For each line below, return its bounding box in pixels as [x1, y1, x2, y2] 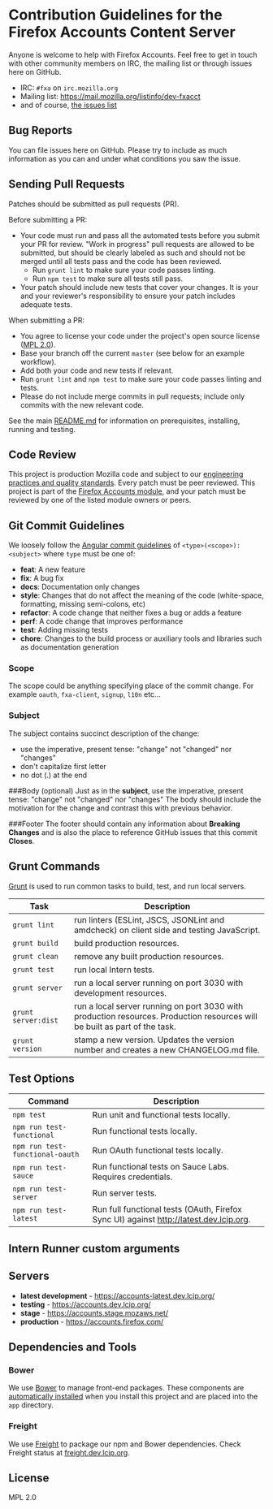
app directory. [8, 1400, 54, 1410]
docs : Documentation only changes [19, 582, 141, 592]
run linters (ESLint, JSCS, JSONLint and [74, 914, 225, 925]
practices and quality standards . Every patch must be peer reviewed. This [8, 478, 256, 488]
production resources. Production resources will [74, 1010, 258, 1022]
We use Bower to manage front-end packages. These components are [8, 1383, 245, 1393]
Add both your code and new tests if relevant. [19, 365, 174, 375]
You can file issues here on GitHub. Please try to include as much [8, 145, 227, 155]
